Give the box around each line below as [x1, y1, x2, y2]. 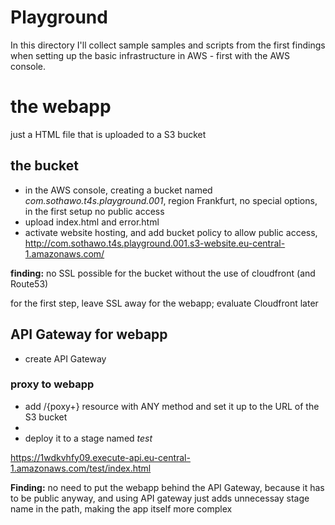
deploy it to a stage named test [24, 432, 153, 444]
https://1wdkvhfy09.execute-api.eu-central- [10, 451, 191, 463]
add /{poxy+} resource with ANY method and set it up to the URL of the [24, 400, 320, 412]
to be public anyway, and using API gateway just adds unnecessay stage [10, 492, 310, 504]
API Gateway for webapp [10, 326, 168, 343]
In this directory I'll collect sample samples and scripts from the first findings [10, 39, 326, 51]
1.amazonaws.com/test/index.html [10, 462, 152, 474]
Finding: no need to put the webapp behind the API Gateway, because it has [10, 481, 325, 493]
